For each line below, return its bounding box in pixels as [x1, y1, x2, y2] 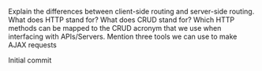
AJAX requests [8, 40, 57, 50]
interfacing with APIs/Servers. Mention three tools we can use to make [8, 32, 238, 41]
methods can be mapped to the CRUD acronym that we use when [8, 24, 222, 32]
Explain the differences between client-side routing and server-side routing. [8, 7, 255, 16]
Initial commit [8, 55, 52, 65]
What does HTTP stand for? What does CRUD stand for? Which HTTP [8, 15, 235, 24]
